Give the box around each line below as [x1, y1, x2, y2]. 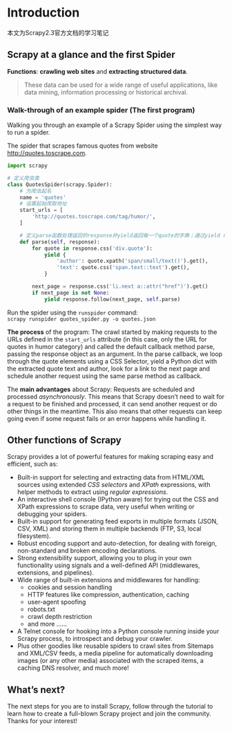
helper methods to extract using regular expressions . [17, 488, 168, 496]
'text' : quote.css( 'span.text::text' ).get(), [56, 264, 190, 271]
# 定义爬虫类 [7, 175, 39, 181]
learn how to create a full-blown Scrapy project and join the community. [7, 709, 212, 718]
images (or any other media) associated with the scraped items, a [17, 657, 204, 665]
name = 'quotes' [19, 194, 67, 201]
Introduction [7, 5, 80, 21]
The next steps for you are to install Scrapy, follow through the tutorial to [7, 702, 213, 711]
